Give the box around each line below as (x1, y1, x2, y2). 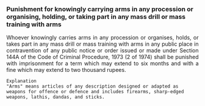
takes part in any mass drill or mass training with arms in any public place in (6, 40, 199, 48)
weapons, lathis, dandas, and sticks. (6, 94, 105, 101)
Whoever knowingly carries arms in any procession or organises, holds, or (6, 34, 199, 41)
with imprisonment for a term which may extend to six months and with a (6, 60, 199, 67)
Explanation (6, 78, 37, 84)
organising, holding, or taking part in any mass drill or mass (6, 12, 186, 21)
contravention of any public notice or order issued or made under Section (6, 47, 199, 54)
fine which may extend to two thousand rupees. (6, 66, 126, 74)
